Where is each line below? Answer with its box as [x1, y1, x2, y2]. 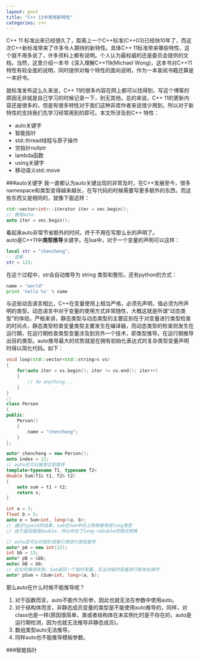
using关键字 [14, 159, 45, 167]
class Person [6, 401, 39, 407]
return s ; [17, 489, 42, 495]
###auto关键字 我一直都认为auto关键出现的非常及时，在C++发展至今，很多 [6, 180, 191, 187]
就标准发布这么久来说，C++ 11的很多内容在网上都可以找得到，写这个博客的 [6, 87, 190, 94]
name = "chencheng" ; [27, 429, 79, 435]
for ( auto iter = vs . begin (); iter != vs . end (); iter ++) [17, 368, 159, 374]
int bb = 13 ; [6, 550, 39, 556]
